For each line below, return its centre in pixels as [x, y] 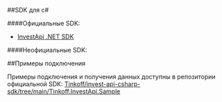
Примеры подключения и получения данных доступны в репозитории [112, 76]
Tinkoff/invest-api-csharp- [102, 84]
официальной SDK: [35, 84]
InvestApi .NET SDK [45, 37]
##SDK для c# [28, 10]
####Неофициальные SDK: [47, 50]
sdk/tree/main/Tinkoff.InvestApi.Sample [64, 91]
